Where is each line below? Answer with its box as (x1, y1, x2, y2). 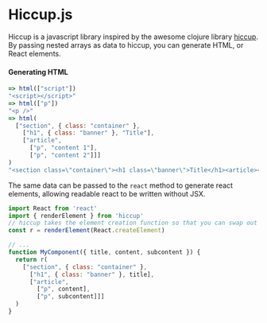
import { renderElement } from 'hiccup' (8, 212, 145, 220)
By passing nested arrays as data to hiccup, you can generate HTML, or (8, 40, 244, 49)
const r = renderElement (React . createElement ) (8, 227, 165, 235)
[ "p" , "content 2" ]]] (29, 151, 102, 160)
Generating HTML (8, 67, 69, 76)
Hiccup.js (8, 6, 73, 24)
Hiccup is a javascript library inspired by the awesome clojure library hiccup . (8, 32, 258, 41)
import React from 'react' (8, 204, 98, 212)
